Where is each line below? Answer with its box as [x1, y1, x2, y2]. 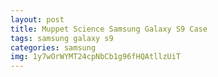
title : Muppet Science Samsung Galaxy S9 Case [10, 24, 208, 34]
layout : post [10, 14, 65, 25]
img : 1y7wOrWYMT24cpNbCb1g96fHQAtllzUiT [10, 52, 182, 62]
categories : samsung [10, 42, 97, 53]
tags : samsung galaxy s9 [10, 33, 114, 43]
